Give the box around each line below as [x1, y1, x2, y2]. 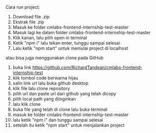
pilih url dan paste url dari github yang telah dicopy [12, 91, 117, 96]
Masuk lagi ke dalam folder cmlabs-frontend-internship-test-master [12, 30, 151, 35]
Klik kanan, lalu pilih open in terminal [12, 35, 87, 41]
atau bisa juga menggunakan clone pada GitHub [5, 55, 104, 61]
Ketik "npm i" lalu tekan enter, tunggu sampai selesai [12, 40, 120, 46]
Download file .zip [12, 14, 50, 19]
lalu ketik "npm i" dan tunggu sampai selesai [12, 117, 103, 123]
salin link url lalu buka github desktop [12, 80, 88, 86]
